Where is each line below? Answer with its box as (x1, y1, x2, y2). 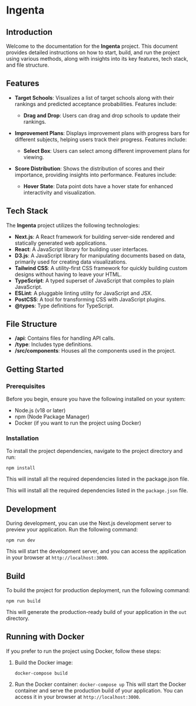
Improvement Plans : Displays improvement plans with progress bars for (14, 129, 190, 136)
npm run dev (6, 537, 35, 543)
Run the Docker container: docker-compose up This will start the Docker (14, 681, 187, 688)
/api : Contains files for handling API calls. (14, 334, 115, 342)
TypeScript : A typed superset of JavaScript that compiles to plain (14, 277, 175, 284)
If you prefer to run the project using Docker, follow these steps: (6, 647, 161, 655)
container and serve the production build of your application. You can (14, 687, 184, 694)
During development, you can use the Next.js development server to (6, 520, 172, 527)
